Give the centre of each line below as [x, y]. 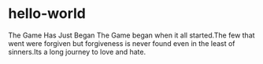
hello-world [47, 14]
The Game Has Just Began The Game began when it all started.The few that [131, 35]
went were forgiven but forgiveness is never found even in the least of [122, 43]
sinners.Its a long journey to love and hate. [77, 52]
